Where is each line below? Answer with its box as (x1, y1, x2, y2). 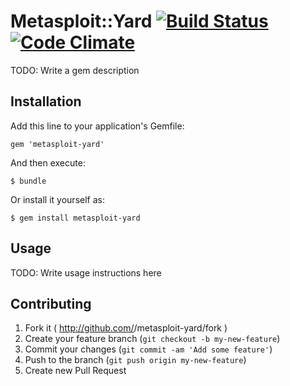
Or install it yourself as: (10, 193, 105, 205)
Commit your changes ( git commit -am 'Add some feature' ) (24, 343, 273, 355)
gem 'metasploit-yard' (10, 139, 105, 149)
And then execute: (10, 156, 86, 169)
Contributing (10, 295, 92, 312)
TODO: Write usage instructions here (10, 266, 162, 279)
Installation (10, 93, 82, 110)
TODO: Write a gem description (10, 64, 140, 76)
